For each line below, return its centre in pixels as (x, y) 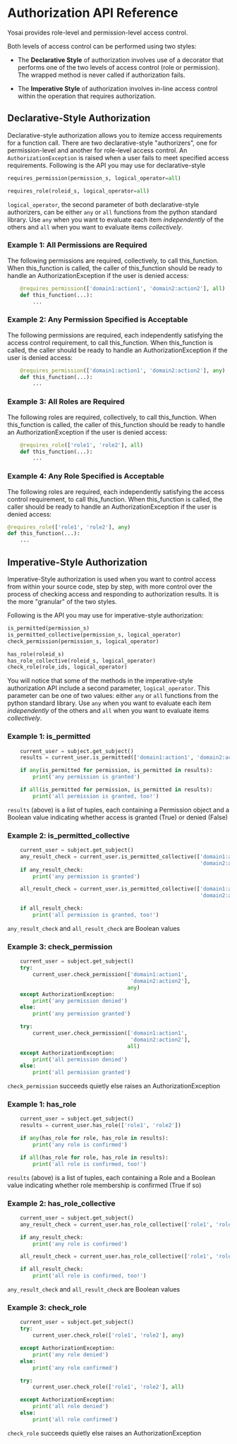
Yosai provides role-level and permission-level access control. (98, 32)
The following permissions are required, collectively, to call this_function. (113, 260)
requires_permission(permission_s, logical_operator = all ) (94, 178)
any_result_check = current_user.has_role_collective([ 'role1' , (116, 1225)
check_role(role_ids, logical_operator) (68, 667)
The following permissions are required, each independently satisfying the (115, 335)
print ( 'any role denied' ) (71, 1354)
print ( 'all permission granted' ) (82, 1073)
